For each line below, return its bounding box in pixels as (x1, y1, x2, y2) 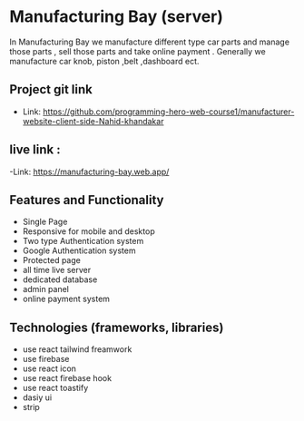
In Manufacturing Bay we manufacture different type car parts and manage (9, 36, 290, 47)
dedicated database (22, 274, 98, 285)
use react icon (22, 363, 77, 374)
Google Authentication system (22, 245, 136, 256)
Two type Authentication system (22, 236, 144, 247)
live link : (9, 142, 61, 158)
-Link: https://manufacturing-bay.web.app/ (9, 166, 170, 177)
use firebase (22, 354, 70, 365)
